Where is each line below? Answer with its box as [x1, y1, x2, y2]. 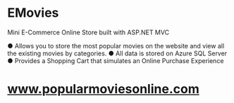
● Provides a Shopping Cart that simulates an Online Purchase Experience [7, 56, 224, 64]
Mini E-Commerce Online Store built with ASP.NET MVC [7, 28, 170, 36]
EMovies [7, 5, 59, 21]
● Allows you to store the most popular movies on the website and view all [7, 41, 225, 50]
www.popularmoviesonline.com [7, 81, 199, 97]
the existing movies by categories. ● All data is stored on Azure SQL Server [7, 49, 228, 57]
